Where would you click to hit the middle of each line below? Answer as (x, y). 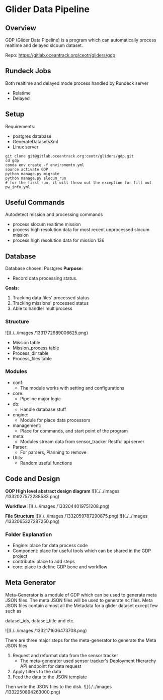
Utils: (18, 457)
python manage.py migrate (32, 174)
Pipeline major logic (40, 398)
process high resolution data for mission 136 (58, 240)
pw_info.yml (18, 187)
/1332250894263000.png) (33, 692)
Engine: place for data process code (50, 545)
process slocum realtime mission (47, 224)
